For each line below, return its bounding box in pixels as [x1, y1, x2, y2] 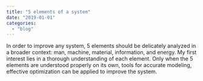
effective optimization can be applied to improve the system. [6, 68, 158, 76]
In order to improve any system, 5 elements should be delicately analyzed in [6, 42, 196, 50]
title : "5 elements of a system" [6, 8, 91, 15]
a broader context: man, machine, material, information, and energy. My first [6, 49, 197, 56]
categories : [6, 20, 36, 26]
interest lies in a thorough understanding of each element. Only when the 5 [6, 55, 193, 62]
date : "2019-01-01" [6, 15, 56, 21]
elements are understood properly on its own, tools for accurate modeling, [6, 62, 192, 69]
